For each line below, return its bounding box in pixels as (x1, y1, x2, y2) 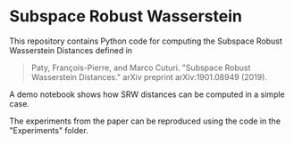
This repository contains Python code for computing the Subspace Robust (9, 36, 283, 46)
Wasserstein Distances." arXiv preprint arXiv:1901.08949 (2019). (30, 71, 268, 82)
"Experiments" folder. (9, 124, 88, 135)
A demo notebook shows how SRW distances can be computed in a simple (9, 89, 286, 100)
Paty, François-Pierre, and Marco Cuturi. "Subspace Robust (30, 62, 251, 73)
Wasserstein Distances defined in (9, 44, 132, 55)
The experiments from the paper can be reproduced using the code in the (9, 116, 281, 126)
